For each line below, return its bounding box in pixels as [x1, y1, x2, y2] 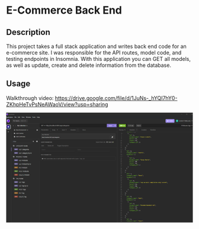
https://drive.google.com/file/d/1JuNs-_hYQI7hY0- [54, 94, 178, 101]
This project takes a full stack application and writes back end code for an [6, 43, 187, 50]
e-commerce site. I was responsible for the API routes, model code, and [6, 49, 182, 56]
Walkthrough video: [6, 94, 54, 101]
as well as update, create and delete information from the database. [6, 62, 172, 69]
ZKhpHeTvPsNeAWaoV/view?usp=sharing [6, 101, 108, 108]
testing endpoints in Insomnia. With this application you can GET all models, [6, 56, 191, 62]
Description [6, 27, 50, 37]
